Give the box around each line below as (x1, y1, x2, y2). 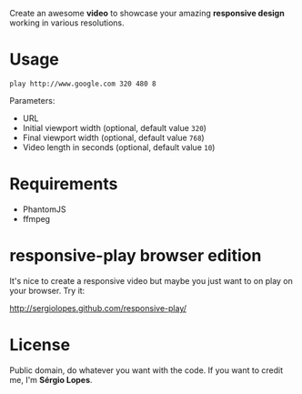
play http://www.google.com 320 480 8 (9, 79, 156, 88)
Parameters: (9, 95, 55, 106)
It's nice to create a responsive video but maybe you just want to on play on (9, 275, 294, 286)
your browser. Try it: (9, 285, 86, 296)
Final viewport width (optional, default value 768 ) (22, 132, 205, 143)
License (9, 335, 71, 355)
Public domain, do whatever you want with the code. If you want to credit (9, 364, 284, 376)
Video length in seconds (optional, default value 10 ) (22, 141, 216, 153)
